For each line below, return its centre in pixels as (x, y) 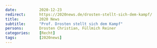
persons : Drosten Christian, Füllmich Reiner (61, 28)
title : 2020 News (32, 19)
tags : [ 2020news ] (34, 38)
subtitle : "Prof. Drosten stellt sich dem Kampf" (64, 24)
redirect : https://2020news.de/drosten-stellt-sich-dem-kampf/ (79, 14)
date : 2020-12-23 (34, 10)
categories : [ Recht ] (30, 33)
